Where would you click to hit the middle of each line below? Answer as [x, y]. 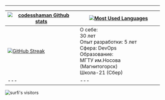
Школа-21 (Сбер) [101, 73]
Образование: [97, 54]
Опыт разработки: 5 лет [108, 42]
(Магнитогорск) [99, 66]
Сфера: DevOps [98, 48]
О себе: [89, 30]
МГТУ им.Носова [100, 60]
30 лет [88, 36]
